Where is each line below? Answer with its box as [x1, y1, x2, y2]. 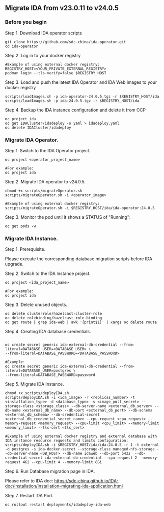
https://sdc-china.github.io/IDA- [54, 478, 119, 484]
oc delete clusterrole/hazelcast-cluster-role [5, 311, 102, 316]
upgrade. [5, 261, 24, 267]
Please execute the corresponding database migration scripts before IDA [5, 256, 153, 262]
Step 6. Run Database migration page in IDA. [5, 468, 95, 475]
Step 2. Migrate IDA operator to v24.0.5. [5, 178, 86, 184]
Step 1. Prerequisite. [5, 246, 46, 252]
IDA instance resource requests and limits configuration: [5, 438, 129, 443]
